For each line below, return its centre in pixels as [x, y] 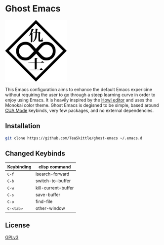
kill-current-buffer [55, 188]
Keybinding [19, 167]
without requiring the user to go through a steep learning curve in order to [80, 95]
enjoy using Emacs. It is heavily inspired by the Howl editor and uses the [79, 100]
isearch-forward [52, 174]
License [18, 225]
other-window [50, 208]
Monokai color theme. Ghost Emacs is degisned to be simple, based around [82, 105]
